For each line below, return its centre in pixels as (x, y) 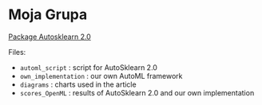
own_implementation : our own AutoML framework (101, 76)
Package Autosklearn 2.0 (50, 37)
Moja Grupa (48, 15)
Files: (17, 52)
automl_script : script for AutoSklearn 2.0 (89, 67)
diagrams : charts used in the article (78, 84)
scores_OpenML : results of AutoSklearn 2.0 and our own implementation (137, 92)
